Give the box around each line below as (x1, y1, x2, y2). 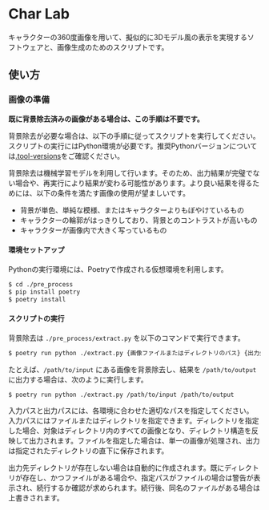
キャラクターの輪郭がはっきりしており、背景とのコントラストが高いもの (19, 215, 258, 225)
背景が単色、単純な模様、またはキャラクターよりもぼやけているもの (19, 205, 244, 215)
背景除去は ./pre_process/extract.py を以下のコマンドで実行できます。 (8, 333, 246, 342)
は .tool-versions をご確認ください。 (8, 151, 124, 160)
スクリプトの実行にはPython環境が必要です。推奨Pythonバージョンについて (8, 141, 258, 151)
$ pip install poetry (8, 288, 81, 296)
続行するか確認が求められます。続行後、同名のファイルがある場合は (36, 483, 260, 493)
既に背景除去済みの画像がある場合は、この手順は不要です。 (8, 114, 204, 123)
